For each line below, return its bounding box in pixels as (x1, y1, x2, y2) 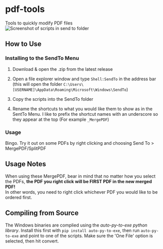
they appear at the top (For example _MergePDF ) (12, 116, 110, 122)
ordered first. (5, 194, 32, 200)
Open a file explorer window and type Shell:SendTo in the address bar (12, 76, 156, 82)
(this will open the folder (12, 81, 62, 87)
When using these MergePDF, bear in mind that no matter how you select (5, 173, 156, 179)
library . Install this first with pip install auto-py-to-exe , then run (5, 227, 140, 233)
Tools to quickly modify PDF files (5, 20, 73, 26)
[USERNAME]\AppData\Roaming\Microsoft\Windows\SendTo (12, 87, 127, 92)
